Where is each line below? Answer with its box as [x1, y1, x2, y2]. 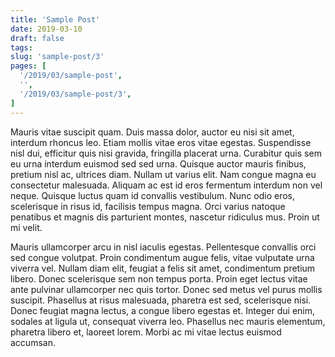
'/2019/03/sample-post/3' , [19, 89, 132, 99]
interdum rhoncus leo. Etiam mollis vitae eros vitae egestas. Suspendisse [10, 136, 312, 148]
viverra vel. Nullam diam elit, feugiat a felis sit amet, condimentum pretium [10, 262, 316, 274]
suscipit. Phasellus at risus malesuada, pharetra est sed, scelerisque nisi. [10, 294, 312, 306]
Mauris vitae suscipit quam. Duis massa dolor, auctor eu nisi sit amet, [10, 126, 295, 138]
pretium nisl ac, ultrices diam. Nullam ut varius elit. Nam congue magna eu [10, 168, 317, 180]
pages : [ [10, 61, 47, 71]
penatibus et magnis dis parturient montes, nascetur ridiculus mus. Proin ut [10, 211, 320, 223]
